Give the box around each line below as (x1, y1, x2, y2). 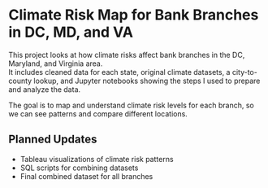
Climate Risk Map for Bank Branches (8, 6, 259, 24)
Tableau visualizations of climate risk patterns (19, 154, 174, 164)
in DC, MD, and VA (8, 23, 134, 42)
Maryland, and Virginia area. (8, 59, 103, 68)
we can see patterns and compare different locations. (8, 108, 188, 119)
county (8, 76, 32, 85)
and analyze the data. (8, 84, 81, 94)
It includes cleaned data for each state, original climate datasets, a (8, 67, 231, 77)
